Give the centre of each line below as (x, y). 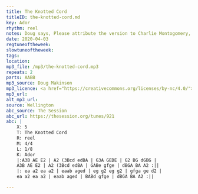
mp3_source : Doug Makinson (39, 83)
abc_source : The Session (37, 111)
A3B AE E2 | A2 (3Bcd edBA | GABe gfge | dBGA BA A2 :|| (88, 166)
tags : (13, 56)
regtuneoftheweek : (29, 45)
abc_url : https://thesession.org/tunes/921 (60, 116)
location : (18, 61)
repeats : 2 (19, 72)
